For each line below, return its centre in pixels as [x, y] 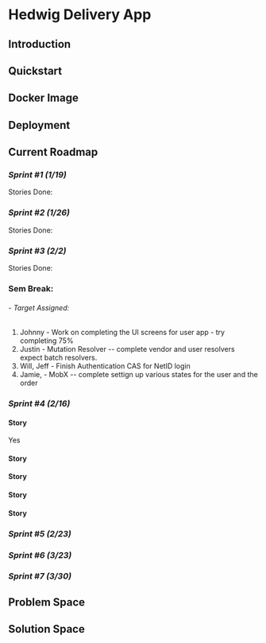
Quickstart [35, 70]
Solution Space [46, 629]
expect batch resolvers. [58, 358]
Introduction [40, 44]
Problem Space [47, 602]
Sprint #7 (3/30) [40, 576]
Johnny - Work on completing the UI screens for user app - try [122, 333]
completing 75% [46, 341]
